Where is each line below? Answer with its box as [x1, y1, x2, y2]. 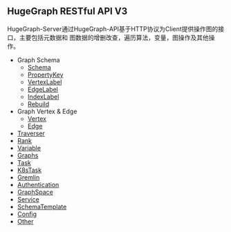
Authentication [17, 180, 59, 188]
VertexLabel [27, 77, 62, 86]
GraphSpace [17, 188, 53, 196]
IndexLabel [27, 93, 59, 101]
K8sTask [17, 166, 42, 174]
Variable [17, 144, 41, 152]
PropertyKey [27, 70, 64, 79]
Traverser [17, 129, 45, 137]
